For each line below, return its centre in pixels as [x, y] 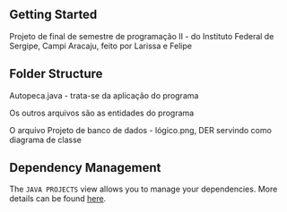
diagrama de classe [46, 140]
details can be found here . [58, 199]
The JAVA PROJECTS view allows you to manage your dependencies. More [143, 189]
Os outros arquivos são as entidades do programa [102, 113]
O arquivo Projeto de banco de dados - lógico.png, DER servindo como [140, 130]
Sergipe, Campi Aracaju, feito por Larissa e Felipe [101, 46]
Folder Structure [56, 74]
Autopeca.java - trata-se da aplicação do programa [104, 95]
